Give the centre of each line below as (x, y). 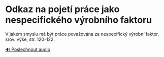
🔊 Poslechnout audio (28, 49)
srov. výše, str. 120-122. (30, 39)
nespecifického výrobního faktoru (79, 20)
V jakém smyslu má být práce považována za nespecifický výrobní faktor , (82, 34)
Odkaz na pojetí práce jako (62, 9)
